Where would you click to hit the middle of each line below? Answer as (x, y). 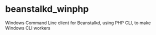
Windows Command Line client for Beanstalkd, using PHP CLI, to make (78, 23)
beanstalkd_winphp (47, 9)
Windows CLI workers (28, 28)
